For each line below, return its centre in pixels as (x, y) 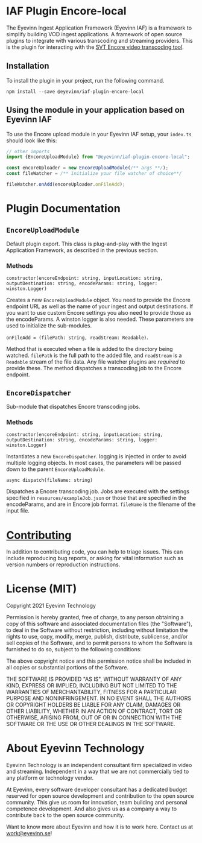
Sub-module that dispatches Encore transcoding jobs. (73, 407)
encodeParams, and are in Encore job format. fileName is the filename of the (101, 504)
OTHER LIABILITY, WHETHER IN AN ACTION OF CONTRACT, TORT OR (94, 711)
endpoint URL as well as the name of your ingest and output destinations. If (100, 306)
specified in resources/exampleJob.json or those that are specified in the (96, 498)
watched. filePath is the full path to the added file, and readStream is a (94, 355)
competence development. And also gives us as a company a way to (91, 809)
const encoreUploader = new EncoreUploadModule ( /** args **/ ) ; (87, 168)
